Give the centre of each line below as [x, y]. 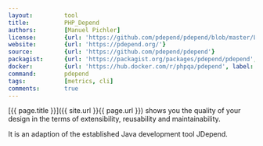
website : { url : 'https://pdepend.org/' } [87, 45]
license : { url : [45, 37]
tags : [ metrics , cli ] [61, 81]
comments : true [43, 88]
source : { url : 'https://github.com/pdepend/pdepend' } [112, 52]
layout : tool [43, 15]
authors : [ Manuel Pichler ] [65, 30]
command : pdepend [49, 74]
